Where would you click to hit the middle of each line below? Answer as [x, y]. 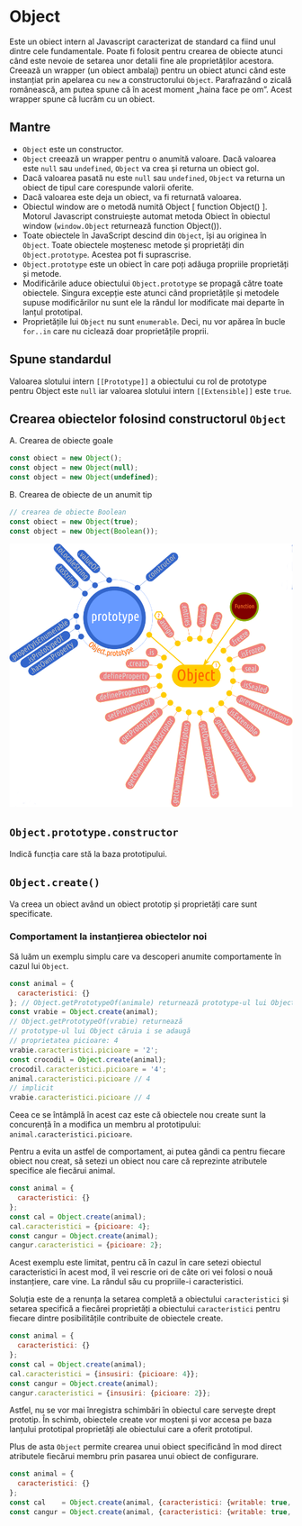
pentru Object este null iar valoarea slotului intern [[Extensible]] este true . [151, 390]
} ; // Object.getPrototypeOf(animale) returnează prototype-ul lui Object [152, 1002]
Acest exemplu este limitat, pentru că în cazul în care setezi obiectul [135, 1263]
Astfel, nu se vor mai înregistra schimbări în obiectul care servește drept [142, 1410]
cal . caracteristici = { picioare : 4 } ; [80, 1226]
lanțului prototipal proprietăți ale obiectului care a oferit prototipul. [131, 1430]
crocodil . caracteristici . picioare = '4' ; [88, 1069]
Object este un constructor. [73, 149]
